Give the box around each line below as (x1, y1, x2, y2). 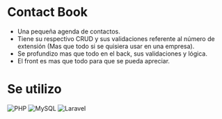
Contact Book (7, 4, 88, 20)
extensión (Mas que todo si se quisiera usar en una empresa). (17, 42, 195, 50)
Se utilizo (7, 81, 62, 97)
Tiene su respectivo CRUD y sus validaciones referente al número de (17, 34, 215, 42)
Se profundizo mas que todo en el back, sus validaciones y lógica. (17, 49, 207, 58)
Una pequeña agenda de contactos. (17, 27, 120, 35)
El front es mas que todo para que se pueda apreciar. (17, 56, 171, 65)
